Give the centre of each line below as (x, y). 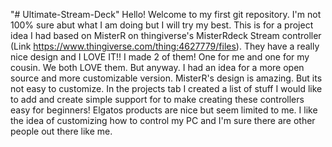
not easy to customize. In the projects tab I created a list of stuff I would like (166, 88)
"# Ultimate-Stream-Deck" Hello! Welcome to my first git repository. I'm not (166, 14)
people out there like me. (61, 131)
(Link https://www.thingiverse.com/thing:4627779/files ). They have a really (165, 46)
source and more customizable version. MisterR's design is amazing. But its (166, 78)
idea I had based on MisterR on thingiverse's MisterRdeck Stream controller (166, 35)
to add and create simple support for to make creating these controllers (157, 99)
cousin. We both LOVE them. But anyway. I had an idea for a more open (157, 67)
